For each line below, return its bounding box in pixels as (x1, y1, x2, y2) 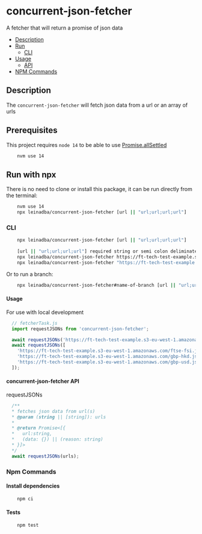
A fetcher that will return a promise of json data (6, 24, 123, 31)
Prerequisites (6, 125, 58, 136)
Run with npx (6, 169, 57, 180)
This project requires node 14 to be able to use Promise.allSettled (6, 141, 167, 148)
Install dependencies (6, 482, 60, 489)
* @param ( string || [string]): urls (11, 414, 106, 420)
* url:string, (11, 431, 52, 437)
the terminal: (6, 192, 38, 199)
